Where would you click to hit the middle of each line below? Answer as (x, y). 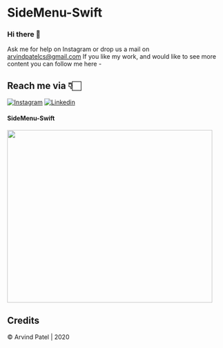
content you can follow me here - (55, 64)
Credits (23, 320)
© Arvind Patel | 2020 (38, 337)
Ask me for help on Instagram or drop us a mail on (78, 49)
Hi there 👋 (24, 35)
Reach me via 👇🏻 (44, 85)
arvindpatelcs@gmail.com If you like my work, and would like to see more (111, 57)
